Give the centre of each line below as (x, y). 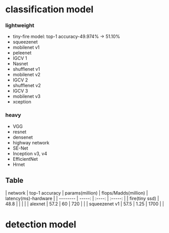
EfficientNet (25, 159)
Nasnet (20, 64)
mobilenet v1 (26, 48)
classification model (49, 9)
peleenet (22, 53)
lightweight (20, 26)
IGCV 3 (20, 91)
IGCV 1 (20, 58)
